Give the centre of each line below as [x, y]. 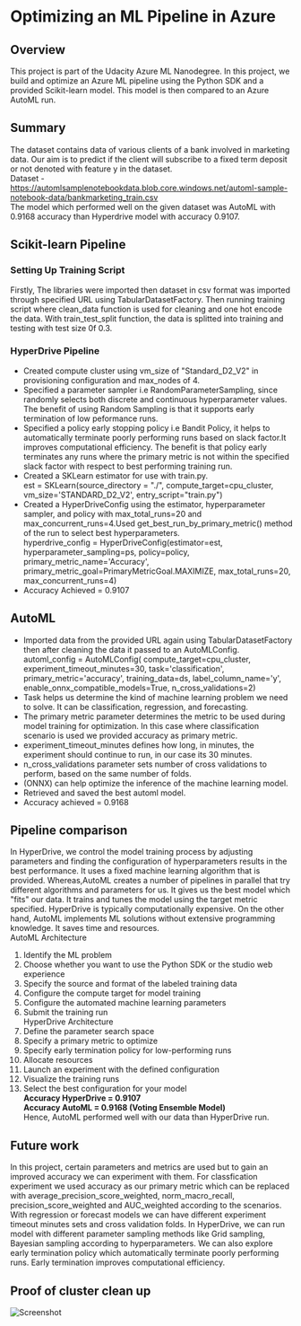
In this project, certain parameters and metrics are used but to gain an [139, 1167]
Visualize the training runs [71, 1079]
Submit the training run [65, 1013]
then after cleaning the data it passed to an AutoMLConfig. [131, 649]
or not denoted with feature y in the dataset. [91, 169]
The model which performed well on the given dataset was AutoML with [143, 206]
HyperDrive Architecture [68, 1022]
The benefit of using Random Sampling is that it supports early [138, 408]
